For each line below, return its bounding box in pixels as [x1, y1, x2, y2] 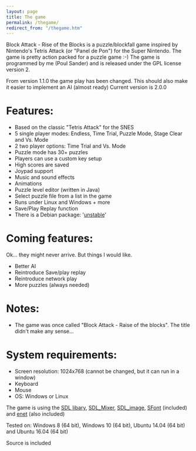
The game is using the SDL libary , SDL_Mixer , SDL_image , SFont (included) [6, 404, 188, 411]
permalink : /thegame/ [6, 19, 59, 25]
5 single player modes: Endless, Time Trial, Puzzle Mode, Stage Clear [14, 130, 183, 137]
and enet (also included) [6, 410, 65, 417]
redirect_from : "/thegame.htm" [6, 25, 83, 31]
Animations [14, 180, 42, 187]
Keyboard [14, 380, 39, 387]
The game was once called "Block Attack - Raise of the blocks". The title [14, 322, 190, 329]
